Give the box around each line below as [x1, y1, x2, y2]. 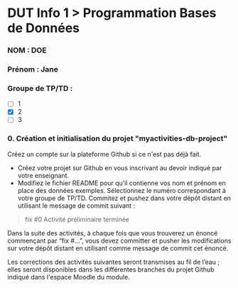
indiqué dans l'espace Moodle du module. [7, 272, 130, 281]
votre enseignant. [17, 171, 70, 179]
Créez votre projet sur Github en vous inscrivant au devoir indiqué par [17, 163, 222, 172]
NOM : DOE [7, 45, 47, 55]
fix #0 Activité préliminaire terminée [24, 215, 130, 223]
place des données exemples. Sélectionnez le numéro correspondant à [17, 186, 226, 194]
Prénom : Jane [7, 65, 58, 74]
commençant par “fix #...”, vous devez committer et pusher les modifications [7, 236, 232, 245]
